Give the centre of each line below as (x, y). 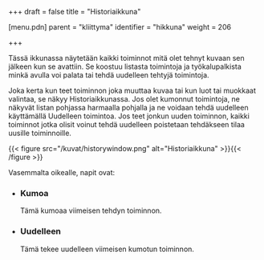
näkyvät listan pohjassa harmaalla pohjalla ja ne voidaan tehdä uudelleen (128, 108)
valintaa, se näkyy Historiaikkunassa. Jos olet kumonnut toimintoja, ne (124, 99)
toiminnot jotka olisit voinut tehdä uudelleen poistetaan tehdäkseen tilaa (126, 124)
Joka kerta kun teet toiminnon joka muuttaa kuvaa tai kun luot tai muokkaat (132, 90)
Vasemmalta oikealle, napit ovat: (62, 172)
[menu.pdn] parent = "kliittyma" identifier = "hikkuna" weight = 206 (120, 27)
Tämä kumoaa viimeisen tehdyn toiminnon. (91, 210)
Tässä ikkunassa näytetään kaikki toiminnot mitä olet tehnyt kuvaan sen (126, 58)
